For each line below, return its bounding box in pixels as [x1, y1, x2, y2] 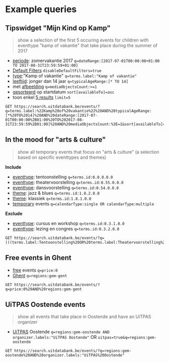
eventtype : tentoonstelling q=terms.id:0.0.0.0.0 [12, 173, 113, 180]
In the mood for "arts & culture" [5, 135, 106, 144]
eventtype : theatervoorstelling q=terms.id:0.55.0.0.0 [12, 179, 124, 185]
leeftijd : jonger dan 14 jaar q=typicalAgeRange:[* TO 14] [12, 78, 129, 84]
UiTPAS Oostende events [5, 300, 86, 309]
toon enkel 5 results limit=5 [12, 95, 71, 100]
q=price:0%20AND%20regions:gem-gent [5, 287, 82, 292]
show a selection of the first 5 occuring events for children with [17, 37, 149, 43]
